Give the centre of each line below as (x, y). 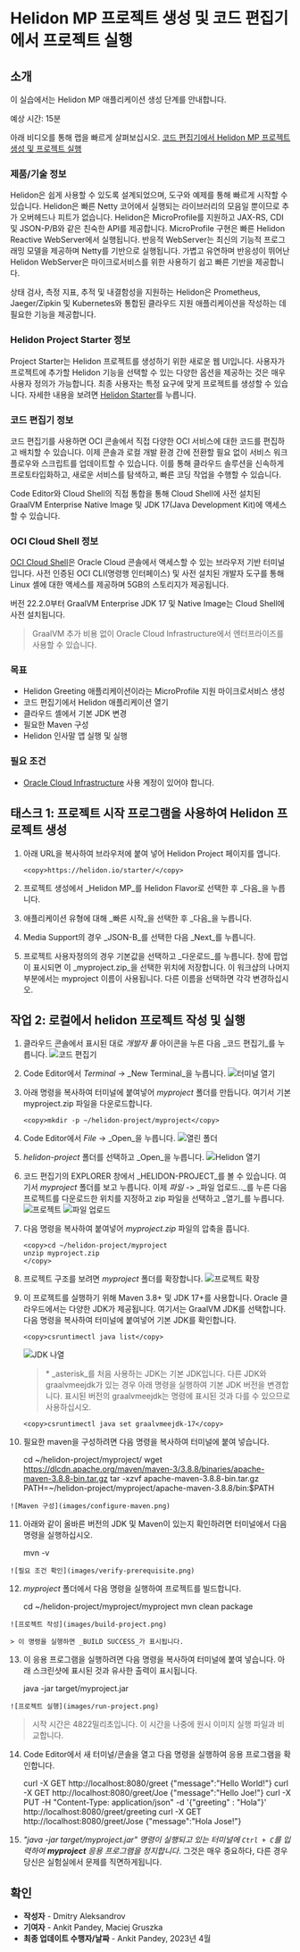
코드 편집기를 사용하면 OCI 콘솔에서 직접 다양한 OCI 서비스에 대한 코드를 (136, 441)
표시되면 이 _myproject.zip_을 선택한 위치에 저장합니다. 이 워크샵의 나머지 (161, 967)
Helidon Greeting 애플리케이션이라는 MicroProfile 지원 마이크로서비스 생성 (154, 691)
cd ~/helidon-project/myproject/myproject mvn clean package (138, 1606)
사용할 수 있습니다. (64, 645)
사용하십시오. (68, 1407)
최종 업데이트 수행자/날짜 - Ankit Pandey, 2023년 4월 (117, 1939)
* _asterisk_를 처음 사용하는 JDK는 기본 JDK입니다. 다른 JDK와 (156, 1374)
